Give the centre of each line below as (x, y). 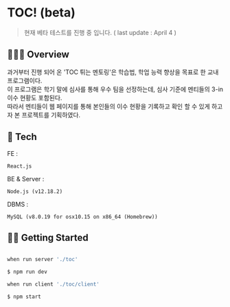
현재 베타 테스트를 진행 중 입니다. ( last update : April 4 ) (100, 32)
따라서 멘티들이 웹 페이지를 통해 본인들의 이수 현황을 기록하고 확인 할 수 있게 (109, 106)
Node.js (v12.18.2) (35, 191)
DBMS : (18, 204)
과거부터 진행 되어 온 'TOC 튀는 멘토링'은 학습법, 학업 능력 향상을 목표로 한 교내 (113, 72)
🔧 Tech (22, 137)
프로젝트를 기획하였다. (51, 115)
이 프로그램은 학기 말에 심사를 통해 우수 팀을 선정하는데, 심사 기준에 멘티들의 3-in (115, 89)
